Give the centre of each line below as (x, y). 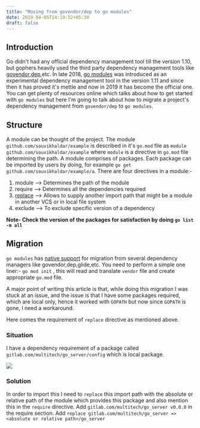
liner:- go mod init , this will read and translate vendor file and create (90, 271)
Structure (24, 125)
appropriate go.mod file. (35, 277)
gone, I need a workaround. (40, 308)
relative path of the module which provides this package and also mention (97, 400)
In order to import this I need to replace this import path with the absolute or (100, 394)
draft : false (22, 23)
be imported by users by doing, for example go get (69, 165)
